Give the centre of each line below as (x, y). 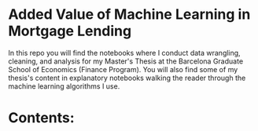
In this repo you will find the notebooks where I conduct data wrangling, (125, 53)
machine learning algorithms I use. (64, 86)
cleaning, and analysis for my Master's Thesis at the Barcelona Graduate (126, 61)
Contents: (41, 118)
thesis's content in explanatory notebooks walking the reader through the (127, 78)
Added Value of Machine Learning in (129, 15)
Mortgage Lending (70, 31)
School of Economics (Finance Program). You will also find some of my (123, 69)
